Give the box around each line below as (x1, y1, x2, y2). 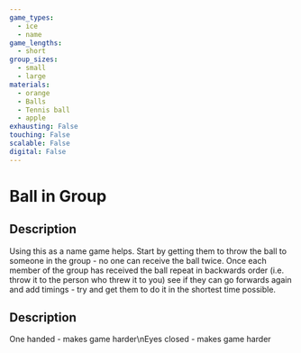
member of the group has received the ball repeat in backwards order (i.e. (9, 265, 285, 276)
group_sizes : (9, 55, 59, 64)
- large (17, 72, 47, 81)
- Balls (17, 96, 47, 106)
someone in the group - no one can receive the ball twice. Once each (9, 255, 268, 266)
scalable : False (9, 139, 70, 148)
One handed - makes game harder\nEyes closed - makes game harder (9, 334, 272, 345)
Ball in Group (9, 186, 107, 206)
